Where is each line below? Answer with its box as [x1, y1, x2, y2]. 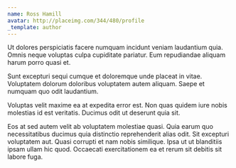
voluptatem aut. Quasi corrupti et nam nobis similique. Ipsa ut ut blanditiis [7, 137, 222, 146]
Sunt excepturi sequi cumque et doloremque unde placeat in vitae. [7, 72, 203, 80]
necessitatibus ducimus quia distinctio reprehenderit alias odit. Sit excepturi [7, 130, 230, 139]
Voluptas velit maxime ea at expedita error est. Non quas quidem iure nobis [7, 101, 227, 110]
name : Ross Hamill [7, 10, 62, 18]
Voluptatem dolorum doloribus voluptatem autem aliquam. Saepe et [7, 80, 205, 88]
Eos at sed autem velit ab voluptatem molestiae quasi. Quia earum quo [7, 122, 213, 131]
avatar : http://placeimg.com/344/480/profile [7, 17, 144, 24]
